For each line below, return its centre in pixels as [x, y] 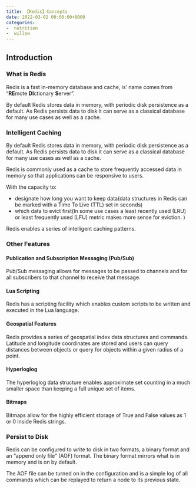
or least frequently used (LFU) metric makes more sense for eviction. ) [100, 217]
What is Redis [26, 74]
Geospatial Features [31, 324]
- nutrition [22, 28]
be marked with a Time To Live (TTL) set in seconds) [79, 205]
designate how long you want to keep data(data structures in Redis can [101, 199]
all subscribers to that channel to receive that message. [73, 277]
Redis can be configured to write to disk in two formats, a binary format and [98, 449]
